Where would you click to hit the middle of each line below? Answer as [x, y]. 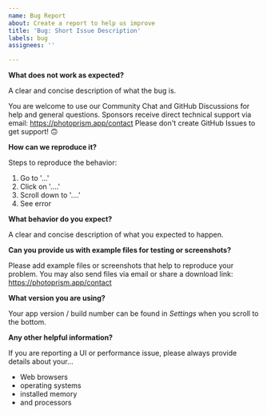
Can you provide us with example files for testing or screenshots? [120, 250]
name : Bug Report [37, 16]
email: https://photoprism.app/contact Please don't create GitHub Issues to [132, 123]
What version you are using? [57, 298]
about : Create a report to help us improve [82, 23]
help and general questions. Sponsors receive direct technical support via [130, 115]
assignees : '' [32, 46]
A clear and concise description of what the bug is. [92, 91]
